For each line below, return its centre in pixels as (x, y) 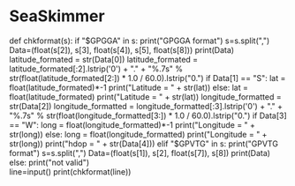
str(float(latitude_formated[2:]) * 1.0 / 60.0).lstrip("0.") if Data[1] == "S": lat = (147, 78)
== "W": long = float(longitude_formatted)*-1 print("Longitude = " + (132, 124)
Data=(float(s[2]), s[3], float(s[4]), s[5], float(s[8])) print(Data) (122, 49)
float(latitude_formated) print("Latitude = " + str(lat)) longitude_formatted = (145, 97)
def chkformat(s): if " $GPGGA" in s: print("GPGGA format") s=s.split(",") (140, 41)
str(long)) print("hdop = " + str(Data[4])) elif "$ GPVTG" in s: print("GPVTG (144, 144)
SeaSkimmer (57, 16)
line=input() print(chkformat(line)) (70, 171)
